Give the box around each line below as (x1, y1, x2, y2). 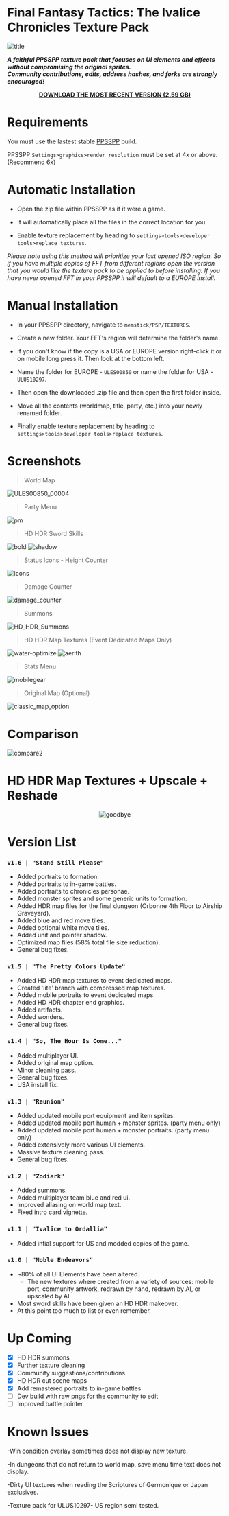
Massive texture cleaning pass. (16, 1147, 105, 1156)
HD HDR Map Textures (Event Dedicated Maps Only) (23, 635, 172, 644)
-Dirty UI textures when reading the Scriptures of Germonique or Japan (7, 1481, 208, 1489)
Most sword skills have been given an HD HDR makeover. (16, 1299, 179, 1307)
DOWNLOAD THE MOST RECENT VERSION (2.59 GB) (38, 91, 191, 99)
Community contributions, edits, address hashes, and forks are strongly (7, 70, 218, 78)
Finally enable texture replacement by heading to (16, 422, 155, 430)
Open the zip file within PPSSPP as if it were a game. (16, 205, 165, 213)
